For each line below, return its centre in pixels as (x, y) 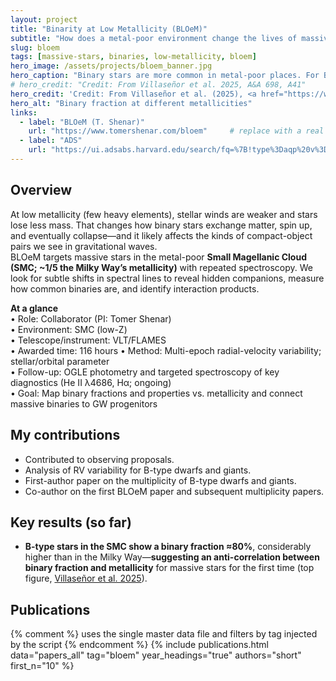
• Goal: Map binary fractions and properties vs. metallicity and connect (156, 393)
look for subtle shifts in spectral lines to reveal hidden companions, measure (167, 278)
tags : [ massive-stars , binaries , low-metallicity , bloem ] (133, 57)
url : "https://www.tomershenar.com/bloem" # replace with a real (176, 131)
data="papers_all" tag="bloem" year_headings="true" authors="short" (156, 655)
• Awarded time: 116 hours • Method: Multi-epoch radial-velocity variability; (166, 350)
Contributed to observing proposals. (99, 459)
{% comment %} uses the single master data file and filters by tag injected (164, 634)
